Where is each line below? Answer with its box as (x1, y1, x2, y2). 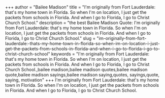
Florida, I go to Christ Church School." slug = (5, 35, 96, 41)
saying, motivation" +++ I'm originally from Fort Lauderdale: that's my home (5, 77, 159, 83)
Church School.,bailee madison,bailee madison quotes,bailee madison (5, 67, 148, 73)
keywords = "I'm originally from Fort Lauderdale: (51, 51, 150, 57)
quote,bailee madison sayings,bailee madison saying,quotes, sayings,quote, (5, 72, 160, 77)
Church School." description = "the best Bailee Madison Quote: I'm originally (5, 20, 160, 25)
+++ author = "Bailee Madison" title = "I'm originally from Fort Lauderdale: (5, 4, 156, 10)
